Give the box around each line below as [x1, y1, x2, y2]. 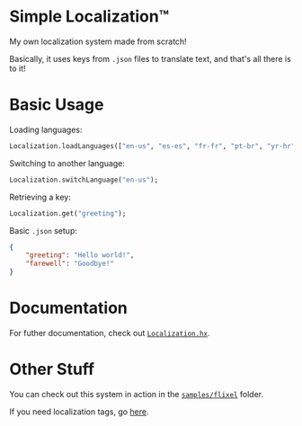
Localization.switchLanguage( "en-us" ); [9, 175, 159, 184]
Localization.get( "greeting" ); [9, 209, 127, 217]
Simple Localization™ [9, 6, 169, 27]
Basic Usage [9, 94, 104, 115]
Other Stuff [9, 359, 95, 379]
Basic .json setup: [9, 225, 78, 235]
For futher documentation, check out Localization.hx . [9, 327, 210, 338]
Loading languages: [9, 124, 83, 135]
